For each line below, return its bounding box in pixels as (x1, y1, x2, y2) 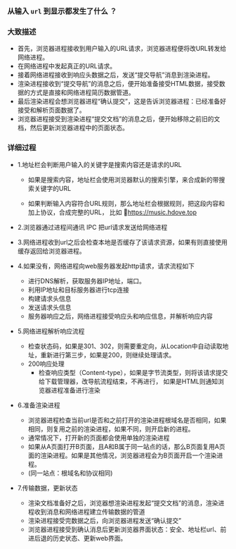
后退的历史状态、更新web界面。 (34, 533, 127, 542)
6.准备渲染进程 (17, 400, 61, 409)
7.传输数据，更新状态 (17, 483, 79, 492)
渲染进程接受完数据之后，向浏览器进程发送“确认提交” (27, 516, 181, 524)
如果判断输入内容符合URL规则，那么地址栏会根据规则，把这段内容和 (27, 199, 225, 207)
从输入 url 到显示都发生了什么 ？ (7, 6, 117, 16)
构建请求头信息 (27, 294, 72, 302)
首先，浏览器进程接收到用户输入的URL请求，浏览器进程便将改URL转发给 (17, 44, 227, 53)
